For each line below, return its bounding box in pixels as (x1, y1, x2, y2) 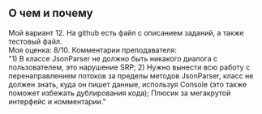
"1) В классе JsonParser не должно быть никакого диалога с (8, 53, 217, 63)
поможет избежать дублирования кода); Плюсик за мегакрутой (8, 88, 231, 98)
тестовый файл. (8, 36, 62, 46)
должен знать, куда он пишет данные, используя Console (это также (8, 79, 247, 89)
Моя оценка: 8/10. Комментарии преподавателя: (8, 44, 177, 55)
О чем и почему (8, 6, 93, 20)
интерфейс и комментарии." (8, 96, 107, 106)
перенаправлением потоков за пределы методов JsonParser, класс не (8, 70, 254, 80)
